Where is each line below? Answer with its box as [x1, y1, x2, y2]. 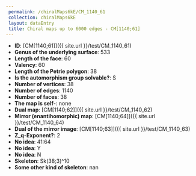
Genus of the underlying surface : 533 [14, 49, 111, 56]
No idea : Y [14, 145, 41, 152]
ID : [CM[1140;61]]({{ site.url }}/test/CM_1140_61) [14, 42, 132, 49]
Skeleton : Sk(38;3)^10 [14, 157, 70, 165]
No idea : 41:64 [14, 138, 51, 145]
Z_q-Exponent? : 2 [14, 132, 61, 139]
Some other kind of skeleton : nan [14, 164, 99, 171]
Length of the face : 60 [14, 55, 72, 62]
